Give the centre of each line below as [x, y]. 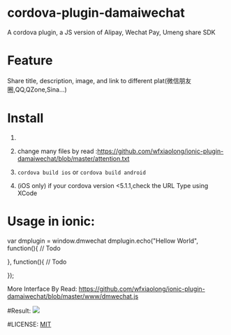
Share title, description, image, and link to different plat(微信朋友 [99, 80]
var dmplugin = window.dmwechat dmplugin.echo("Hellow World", [103, 241]
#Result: [19, 311]
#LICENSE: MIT [29, 324]
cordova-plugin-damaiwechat [96, 13]
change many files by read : [57, 151]
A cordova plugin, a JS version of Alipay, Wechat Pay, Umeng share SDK [111, 32]
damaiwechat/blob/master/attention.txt [73, 158]
